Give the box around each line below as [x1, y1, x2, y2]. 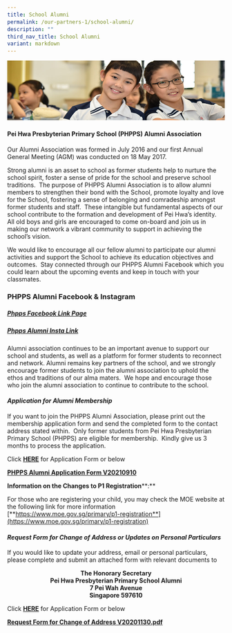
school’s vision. [7, 232, 51, 240]
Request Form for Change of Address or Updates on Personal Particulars [7, 533, 222, 541]
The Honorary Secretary [80, 569, 152, 578]
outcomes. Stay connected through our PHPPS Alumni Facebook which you [7, 260, 224, 268]
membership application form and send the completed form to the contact [7, 419, 218, 428]
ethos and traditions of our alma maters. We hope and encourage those [7, 374, 212, 382]
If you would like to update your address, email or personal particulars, [7, 549, 209, 557]
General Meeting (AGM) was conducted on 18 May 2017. [7, 152, 167, 160]
